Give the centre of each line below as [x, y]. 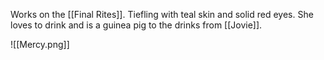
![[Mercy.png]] [40, 44]
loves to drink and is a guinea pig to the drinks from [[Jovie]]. [136, 25]
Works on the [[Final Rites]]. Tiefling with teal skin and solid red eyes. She [162, 14]
